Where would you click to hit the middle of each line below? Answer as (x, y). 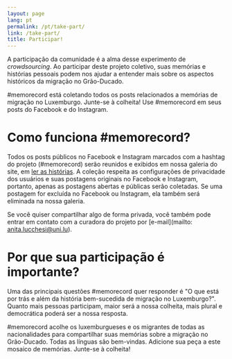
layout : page (26, 14)
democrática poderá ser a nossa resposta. (68, 314)
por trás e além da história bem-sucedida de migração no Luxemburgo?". (111, 299)
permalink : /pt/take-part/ (46, 26)
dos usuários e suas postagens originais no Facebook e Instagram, (103, 179)
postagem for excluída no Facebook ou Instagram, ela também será (104, 194)
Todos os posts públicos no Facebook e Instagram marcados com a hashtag (116, 157)
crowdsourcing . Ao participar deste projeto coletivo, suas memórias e (107, 67)
